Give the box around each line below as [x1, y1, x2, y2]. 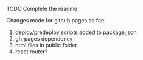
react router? [15, 48, 48, 55]
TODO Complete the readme [6, 5, 78, 12]
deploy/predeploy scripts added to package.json [15, 28, 137, 36]
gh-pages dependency [15, 35, 73, 42]
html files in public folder [15, 42, 77, 48]
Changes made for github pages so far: [6, 17, 105, 24]
